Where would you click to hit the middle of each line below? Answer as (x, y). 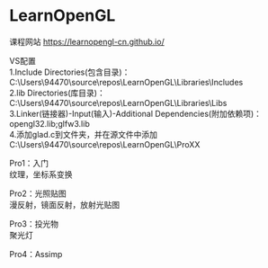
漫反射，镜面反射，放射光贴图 (64, 204)
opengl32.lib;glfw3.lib (49, 123)
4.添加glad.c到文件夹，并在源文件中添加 (84, 134)
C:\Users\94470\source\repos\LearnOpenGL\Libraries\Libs (118, 103)
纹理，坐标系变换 (41, 174)
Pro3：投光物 (34, 223)
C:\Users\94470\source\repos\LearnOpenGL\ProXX (105, 144)
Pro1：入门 (29, 163)
